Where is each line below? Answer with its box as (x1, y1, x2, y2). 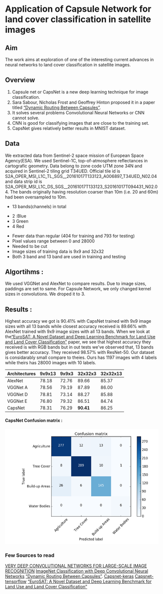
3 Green (12, 218, 29, 224)
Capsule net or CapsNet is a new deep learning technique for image (12, 89, 148, 95)
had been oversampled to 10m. (5, 194, 67, 200)
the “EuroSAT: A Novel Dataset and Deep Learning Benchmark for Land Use (5, 334, 156, 340)
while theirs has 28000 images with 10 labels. (5, 360, 96, 366)
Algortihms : (5, 268, 44, 276)
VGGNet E (7, 398, 28, 404)
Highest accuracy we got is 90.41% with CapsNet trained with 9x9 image (5, 318, 152, 324)
